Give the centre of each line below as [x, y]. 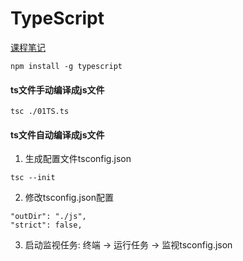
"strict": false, [46, 225]
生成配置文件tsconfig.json [78, 159]
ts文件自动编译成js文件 [57, 134]
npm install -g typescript [66, 66]
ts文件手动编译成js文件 [57, 89]
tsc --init [33, 178]
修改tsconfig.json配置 [69, 198]
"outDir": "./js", [48, 217]
